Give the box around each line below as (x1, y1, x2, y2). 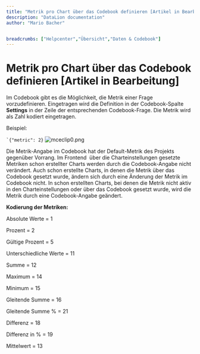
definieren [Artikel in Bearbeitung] (6, 74, 180, 88)
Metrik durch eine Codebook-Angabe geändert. (6, 192, 123, 199)
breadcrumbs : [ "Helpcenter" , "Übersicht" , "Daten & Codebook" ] (6, 36, 161, 42)
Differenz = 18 (6, 319, 40, 327)
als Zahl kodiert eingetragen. (6, 113, 77, 120)
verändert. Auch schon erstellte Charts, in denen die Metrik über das (6, 167, 174, 174)
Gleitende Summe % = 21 (6, 308, 68, 315)
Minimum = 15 (6, 285, 40, 292)
